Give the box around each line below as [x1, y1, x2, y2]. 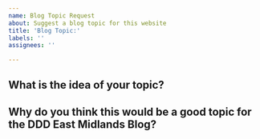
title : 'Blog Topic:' [8, 26, 81, 34]
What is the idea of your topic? [8, 77, 165, 92]
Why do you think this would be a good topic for [8, 105, 252, 118]
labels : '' [8, 34, 45, 42]
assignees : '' [8, 42, 56, 50]
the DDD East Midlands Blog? [8, 117, 157, 131]
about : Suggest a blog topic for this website [8, 19, 167, 27]
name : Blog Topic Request [8, 11, 95, 20]
